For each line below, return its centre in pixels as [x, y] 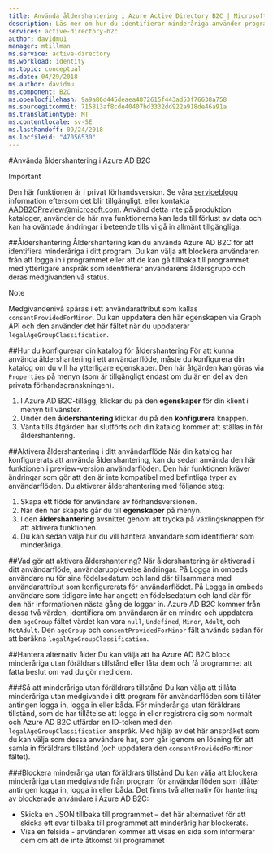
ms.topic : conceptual [45, 69]
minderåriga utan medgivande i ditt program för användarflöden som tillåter [135, 696]
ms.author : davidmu [41, 84]
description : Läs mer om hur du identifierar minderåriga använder [125, 24]
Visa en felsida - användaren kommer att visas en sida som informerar [138, 831]
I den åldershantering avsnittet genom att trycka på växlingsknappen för [142, 519]
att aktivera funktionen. [59, 527]
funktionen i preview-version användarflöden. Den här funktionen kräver [130, 468]
